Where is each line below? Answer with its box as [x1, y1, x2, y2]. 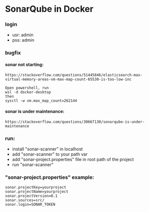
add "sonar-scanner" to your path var [12, 151, 88, 157]
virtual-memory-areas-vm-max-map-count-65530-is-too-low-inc [5, 77, 132, 82]
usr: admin [12, 32, 34, 38]
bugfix [5, 49, 21, 56]
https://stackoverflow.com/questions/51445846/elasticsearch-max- [5, 72, 143, 77]
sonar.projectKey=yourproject [5, 185, 67, 190]
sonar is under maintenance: [5, 109, 65, 115]
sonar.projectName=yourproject [5, 189, 69, 194]
